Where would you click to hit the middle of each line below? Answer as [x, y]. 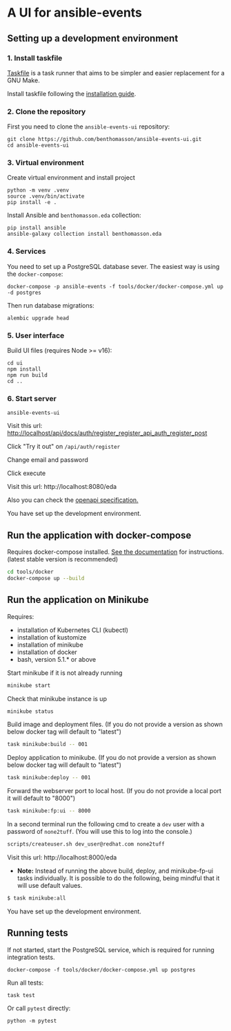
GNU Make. [23, 80]
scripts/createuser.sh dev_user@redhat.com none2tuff [86, 844]
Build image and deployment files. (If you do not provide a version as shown [115, 725]
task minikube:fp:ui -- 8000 [49, 811]
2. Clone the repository [47, 111]
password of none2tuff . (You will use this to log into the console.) [100, 832]
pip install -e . [32, 203]
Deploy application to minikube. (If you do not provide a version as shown [112, 758]
